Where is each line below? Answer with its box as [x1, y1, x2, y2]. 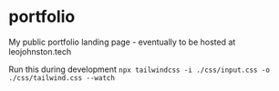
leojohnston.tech [8, 45, 72, 56]
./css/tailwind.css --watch [8, 73, 116, 83]
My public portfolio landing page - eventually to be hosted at [8, 36, 236, 47]
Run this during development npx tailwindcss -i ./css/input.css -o [8, 64, 271, 75]
